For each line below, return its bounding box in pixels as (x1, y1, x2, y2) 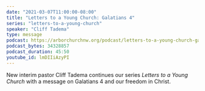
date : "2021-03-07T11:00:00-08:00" (6, 9, 97, 15)
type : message (6, 32, 43, 38)
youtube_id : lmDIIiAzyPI (6, 54, 70, 60)
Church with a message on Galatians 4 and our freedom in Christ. (6, 78, 171, 85)
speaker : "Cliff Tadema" (6, 26, 70, 32)
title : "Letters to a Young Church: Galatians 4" (6, 15, 135, 21)
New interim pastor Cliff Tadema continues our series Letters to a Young (6, 71, 188, 78)
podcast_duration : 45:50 (6, 49, 70, 55)
